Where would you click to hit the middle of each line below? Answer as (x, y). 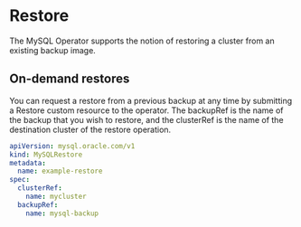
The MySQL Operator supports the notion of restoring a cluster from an (142, 41)
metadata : (28, 163)
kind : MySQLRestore (46, 155)
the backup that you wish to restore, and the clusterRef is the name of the (146, 119)
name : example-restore (60, 171)
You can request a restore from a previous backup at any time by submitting (150, 100)
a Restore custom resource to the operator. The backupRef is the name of (146, 110)
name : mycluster (56, 196)
